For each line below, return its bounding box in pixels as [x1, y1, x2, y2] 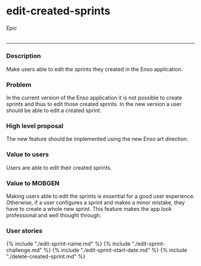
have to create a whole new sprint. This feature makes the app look [6, 205, 172, 212]
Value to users [6, 150, 49, 159]
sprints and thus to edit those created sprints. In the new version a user [6, 100, 182, 107]
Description [6, 52, 41, 61]
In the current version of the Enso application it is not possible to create [6, 94, 182, 101]
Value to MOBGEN [6, 179, 60, 187]
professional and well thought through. [6, 211, 102, 219]
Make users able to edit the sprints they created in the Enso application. [6, 65, 183, 72]
